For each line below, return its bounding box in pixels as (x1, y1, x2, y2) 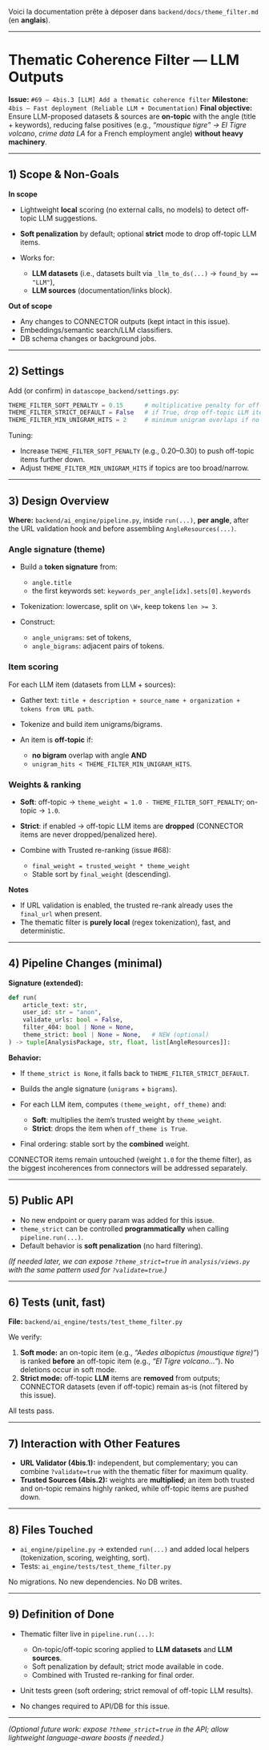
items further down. (19, 455, 86, 465)
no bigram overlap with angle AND (31, 750, 147, 760)
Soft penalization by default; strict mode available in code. (31, 1661, 224, 1671)
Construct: (19, 617, 55, 627)
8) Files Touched (8, 1523, 94, 1537)
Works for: (19, 253, 55, 262)
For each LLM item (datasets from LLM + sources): (8, 680, 176, 689)
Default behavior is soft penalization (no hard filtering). (19, 1240, 203, 1250)
